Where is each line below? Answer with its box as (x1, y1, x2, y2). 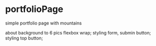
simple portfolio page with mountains (5, 20, 82, 26)
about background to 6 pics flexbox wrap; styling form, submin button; (5, 29, 151, 35)
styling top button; (5, 35, 43, 41)
